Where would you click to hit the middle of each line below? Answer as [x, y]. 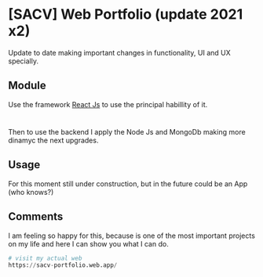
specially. [24, 61]
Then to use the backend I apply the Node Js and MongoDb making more [127, 131]
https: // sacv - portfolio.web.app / [63, 265]
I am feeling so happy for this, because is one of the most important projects [131, 236]
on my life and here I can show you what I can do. [88, 243]
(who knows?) [31, 192]
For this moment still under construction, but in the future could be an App [128, 183]
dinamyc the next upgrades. [53, 140]
